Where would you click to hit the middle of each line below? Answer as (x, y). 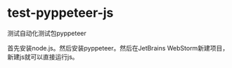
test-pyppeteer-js (60, 13)
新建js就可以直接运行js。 (43, 57)
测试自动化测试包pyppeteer (47, 33)
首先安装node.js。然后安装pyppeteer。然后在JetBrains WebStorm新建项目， (118, 48)
